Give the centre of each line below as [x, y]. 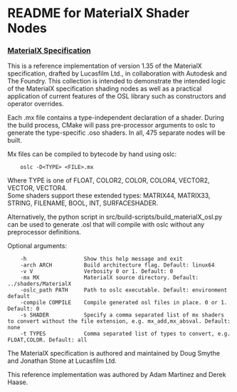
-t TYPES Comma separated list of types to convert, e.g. [126, 334]
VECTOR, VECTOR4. [37, 188]
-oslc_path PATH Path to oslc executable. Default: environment [124, 290]
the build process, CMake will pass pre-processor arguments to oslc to [111, 125]
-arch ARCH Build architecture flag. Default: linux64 [117, 265]
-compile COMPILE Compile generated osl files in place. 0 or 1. [124, 303]
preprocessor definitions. [44, 232]
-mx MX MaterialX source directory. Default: [110, 278]
